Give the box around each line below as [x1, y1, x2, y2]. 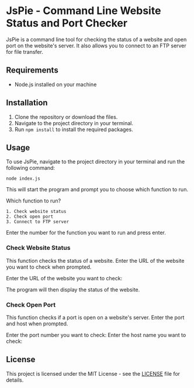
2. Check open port [6, 214, 54, 220]
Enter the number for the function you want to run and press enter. [6, 229, 167, 236]
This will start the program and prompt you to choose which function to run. [6, 186, 189, 193]
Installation [6, 98, 48, 108]
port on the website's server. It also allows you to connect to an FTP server [6, 42, 187, 49]
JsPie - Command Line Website [6, 4, 161, 18]
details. [6, 376, 24, 383]
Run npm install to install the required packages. [14, 126, 133, 133]
